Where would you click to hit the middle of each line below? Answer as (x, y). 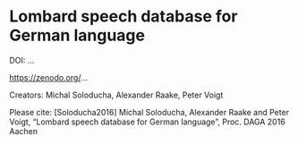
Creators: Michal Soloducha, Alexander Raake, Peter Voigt (116, 95)
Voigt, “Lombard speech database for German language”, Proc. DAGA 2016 (148, 122)
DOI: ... (22, 60)
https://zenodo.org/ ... (48, 77)
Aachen (24, 131)
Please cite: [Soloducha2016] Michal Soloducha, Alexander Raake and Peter (149, 112)
